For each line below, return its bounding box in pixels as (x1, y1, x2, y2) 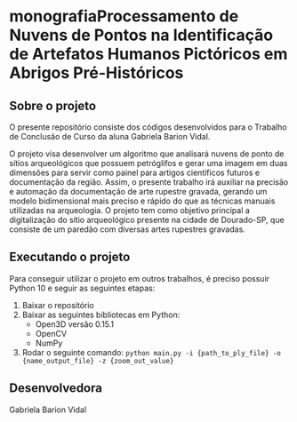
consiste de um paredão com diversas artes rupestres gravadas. (9, 224, 246, 235)
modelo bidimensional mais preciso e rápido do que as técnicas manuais (9, 195, 276, 206)
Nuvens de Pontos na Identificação (9, 25, 274, 45)
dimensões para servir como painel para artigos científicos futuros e (9, 167, 261, 178)
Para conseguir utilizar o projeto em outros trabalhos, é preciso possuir (9, 273, 269, 283)
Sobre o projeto (9, 98, 96, 113)
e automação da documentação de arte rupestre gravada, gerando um (9, 187, 268, 196)
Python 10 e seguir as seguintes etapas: (9, 283, 156, 293)
